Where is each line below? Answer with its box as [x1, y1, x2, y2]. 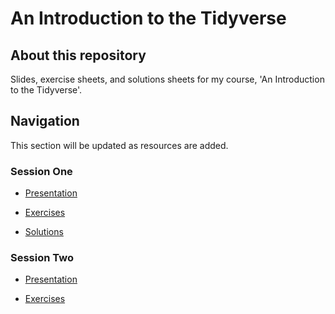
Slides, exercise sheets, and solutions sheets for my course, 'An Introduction [10, 73, 325, 85]
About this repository [10, 47, 147, 64]
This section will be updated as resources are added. [10, 139, 229, 151]
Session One [10, 164, 73, 178]
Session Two [10, 251, 74, 265]
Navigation [10, 113, 80, 130]
